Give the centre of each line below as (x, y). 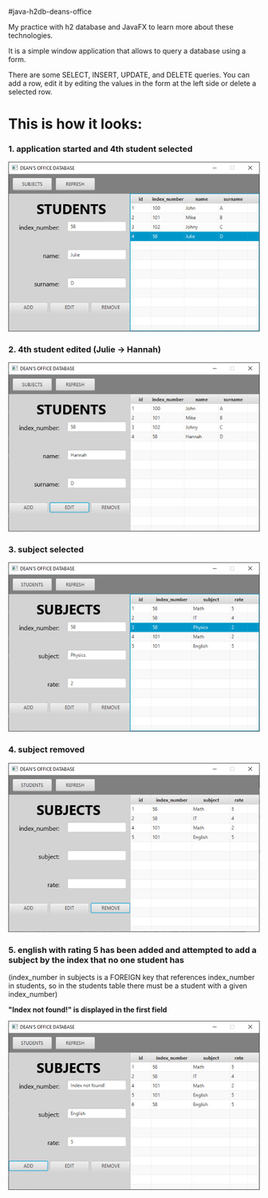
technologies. (31, 36)
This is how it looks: (75, 124)
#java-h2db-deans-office (50, 12)
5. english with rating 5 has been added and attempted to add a (132, 950)
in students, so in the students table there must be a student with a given (128, 986)
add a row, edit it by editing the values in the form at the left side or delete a (132, 83)
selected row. (30, 92)
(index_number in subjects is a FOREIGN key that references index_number (132, 978)
